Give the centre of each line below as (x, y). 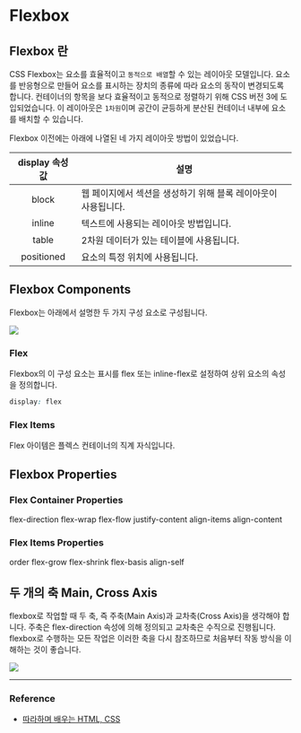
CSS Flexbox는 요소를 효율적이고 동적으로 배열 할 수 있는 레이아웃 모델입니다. (142, 74)
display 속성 (43, 162)
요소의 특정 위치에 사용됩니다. (140, 257)
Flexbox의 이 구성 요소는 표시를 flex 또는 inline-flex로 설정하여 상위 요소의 (139, 374)
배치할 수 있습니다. (51, 119)
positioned (43, 257)
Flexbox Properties (64, 474)
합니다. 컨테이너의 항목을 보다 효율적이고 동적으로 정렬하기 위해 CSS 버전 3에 (144, 96)
